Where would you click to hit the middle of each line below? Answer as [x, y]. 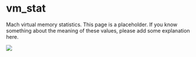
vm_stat [26, 8]
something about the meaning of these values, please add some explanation [98, 30]
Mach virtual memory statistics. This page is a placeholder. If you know [92, 24]
